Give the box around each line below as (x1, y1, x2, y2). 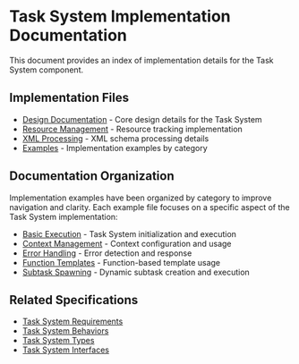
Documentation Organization (9, 168, 175, 184)
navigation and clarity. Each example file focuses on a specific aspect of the (9, 201, 290, 212)
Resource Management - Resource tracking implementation (21, 123, 243, 134)
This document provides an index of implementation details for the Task (9, 55, 274, 65)
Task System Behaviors (21, 326, 109, 336)
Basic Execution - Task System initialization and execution (21, 228, 237, 239)
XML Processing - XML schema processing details (21, 132, 209, 144)
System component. (9, 64, 83, 75)
